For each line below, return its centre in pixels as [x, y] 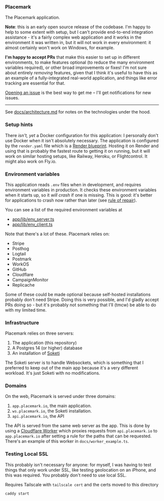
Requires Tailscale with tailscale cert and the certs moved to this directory [82, 484]
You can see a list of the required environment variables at [64, 209]
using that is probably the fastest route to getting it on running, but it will [78, 151]
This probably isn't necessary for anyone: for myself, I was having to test [78, 465]
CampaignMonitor [30, 279]
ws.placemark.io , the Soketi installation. [52, 411]
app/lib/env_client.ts [32, 224]
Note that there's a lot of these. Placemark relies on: [57, 234]
